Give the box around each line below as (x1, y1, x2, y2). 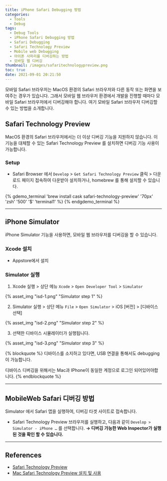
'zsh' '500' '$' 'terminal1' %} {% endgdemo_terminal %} (5, 198, 120, 204)
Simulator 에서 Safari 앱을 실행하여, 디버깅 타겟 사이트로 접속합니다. (5, 408, 137, 414)
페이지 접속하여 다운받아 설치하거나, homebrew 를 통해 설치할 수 (21, 177, 147, 183)
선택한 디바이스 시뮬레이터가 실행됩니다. (12, 330, 90, 336)
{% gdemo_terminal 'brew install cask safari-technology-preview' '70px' (5, 193, 153, 199)
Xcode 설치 (5, 245, 32, 252)
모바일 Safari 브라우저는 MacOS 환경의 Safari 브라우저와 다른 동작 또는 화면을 (5, 86, 157, 92)
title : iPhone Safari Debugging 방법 (5, 7, 81, 12)
